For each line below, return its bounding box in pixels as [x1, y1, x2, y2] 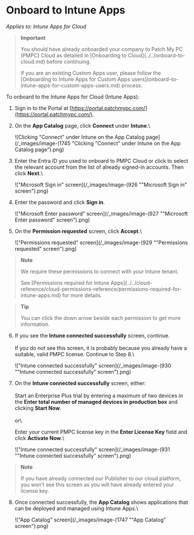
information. [20, 321, 50, 328]
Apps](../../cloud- [110, 279, 152, 286]
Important [20, 34, 46, 41]
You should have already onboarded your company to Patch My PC [20, 45, 183, 53]
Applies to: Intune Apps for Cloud [6, 23, 87, 30]
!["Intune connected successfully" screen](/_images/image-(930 [14, 362, 171, 369]
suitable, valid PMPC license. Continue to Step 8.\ [14, 350, 135, 357]
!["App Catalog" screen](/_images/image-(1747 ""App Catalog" [14, 516, 166, 523]
